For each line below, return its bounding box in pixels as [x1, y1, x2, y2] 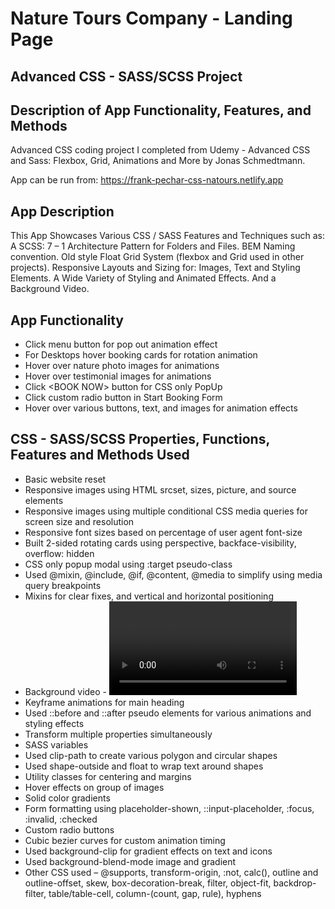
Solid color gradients [24, 792, 111, 804]
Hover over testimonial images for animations [24, 370, 212, 382]
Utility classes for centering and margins [24, 770, 192, 782]
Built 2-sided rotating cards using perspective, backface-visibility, [24, 537, 297, 549]
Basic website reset [24, 473, 107, 485]
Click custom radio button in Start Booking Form [24, 392, 223, 404]
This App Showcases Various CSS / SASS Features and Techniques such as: [10, 230, 325, 242]
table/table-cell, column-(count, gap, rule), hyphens [48, 887, 262, 899]
